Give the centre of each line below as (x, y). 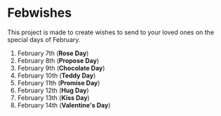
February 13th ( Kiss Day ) (53, 97)
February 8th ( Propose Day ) (58, 60)
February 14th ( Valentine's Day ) (64, 105)
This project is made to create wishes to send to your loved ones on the (111, 32)
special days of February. (44, 39)
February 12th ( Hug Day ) (53, 90)
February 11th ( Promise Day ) (59, 82)
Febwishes (40, 13)
